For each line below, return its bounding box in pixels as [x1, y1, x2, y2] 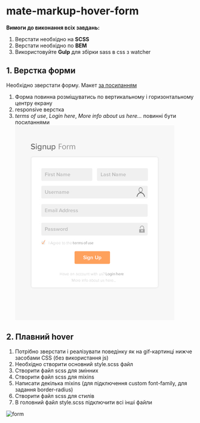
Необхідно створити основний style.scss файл [14, 360, 133, 367]
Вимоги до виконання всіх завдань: [6, 24, 100, 31]
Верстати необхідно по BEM [14, 42, 87, 49]
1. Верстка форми [6, 66, 76, 76]
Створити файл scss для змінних [14, 367, 99, 374]
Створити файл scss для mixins [14, 373, 94, 381]
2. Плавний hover [6, 332, 74, 342]
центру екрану [14, 99, 53, 106]
